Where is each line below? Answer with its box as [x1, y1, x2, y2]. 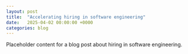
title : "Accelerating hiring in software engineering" [6, 14, 146, 20]
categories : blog [6, 25, 49, 31]
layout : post [6, 8, 38, 15]
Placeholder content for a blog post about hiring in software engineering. [6, 41, 183, 48]
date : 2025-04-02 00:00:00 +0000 [6, 19, 93, 25]
